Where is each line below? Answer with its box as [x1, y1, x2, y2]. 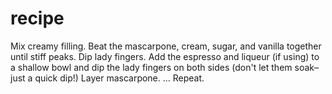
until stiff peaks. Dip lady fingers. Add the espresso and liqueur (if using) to [10, 50, 320, 62]
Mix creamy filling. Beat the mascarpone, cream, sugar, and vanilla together [10, 40, 322, 52]
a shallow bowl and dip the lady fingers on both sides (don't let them [10, 61, 293, 73]
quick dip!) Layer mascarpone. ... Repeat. [34, 72, 205, 84]
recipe [10, 7, 65, 30]
